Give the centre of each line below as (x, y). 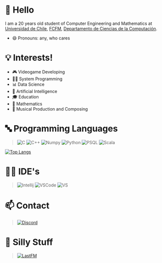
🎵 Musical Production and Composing (50, 109)
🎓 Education (25, 96)
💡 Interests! (29, 58)
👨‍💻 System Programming (37, 79)
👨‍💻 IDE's (22, 171)
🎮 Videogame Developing (38, 72)
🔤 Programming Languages (62, 129)
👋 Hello (19, 10)
